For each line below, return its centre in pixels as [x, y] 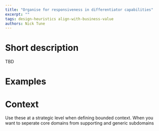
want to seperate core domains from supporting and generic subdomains [79, 123]
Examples [26, 82]
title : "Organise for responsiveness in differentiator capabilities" [79, 10]
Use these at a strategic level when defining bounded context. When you [79, 118]
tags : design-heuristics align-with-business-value [59, 19]
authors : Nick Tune [25, 23]
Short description [42, 48]
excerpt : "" [17, 14]
